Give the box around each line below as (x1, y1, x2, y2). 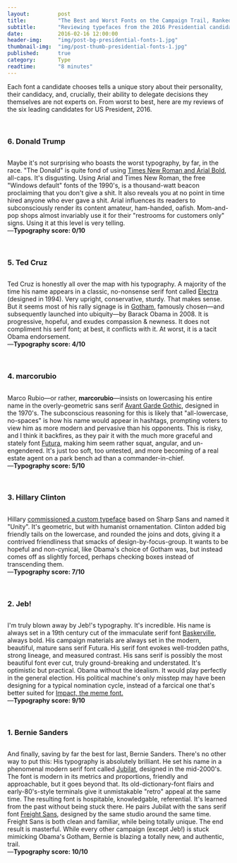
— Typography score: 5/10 (7, 461, 85, 470)
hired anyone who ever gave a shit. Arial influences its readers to (7, 196, 196, 204)
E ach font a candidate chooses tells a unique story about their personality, (7, 82, 224, 91)
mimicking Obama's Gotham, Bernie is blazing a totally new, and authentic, (7, 833, 224, 841)
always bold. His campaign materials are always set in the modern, (7, 636, 202, 644)
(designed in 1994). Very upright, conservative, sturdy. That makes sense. (7, 295, 222, 303)
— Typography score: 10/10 (7, 847, 88, 856)
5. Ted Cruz (7, 257, 48, 267)
